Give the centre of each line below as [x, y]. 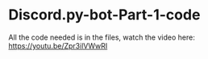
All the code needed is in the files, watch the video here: [102, 37]
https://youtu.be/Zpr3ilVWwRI [58, 45]
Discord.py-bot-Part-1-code [104, 15]
